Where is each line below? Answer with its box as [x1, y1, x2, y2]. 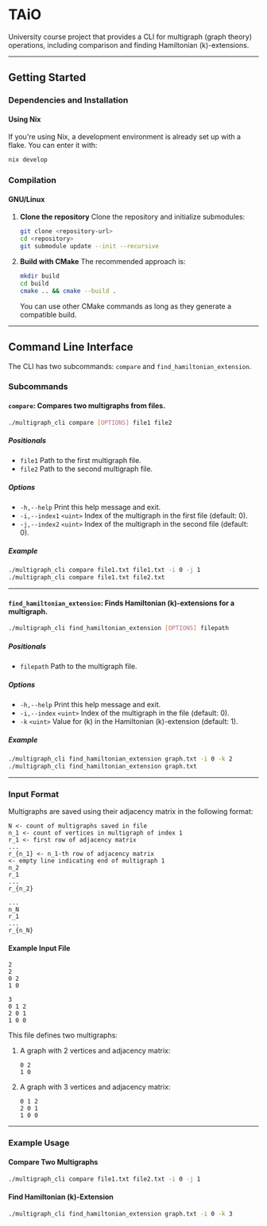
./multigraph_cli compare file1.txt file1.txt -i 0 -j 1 [8, 566, 201, 574]
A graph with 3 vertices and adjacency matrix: [19, 1082, 171, 1092]
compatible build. [19, 309, 77, 319]
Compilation [8, 175, 57, 186]
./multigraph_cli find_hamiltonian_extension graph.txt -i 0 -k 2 [8, 755, 233, 763]
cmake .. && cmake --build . [19, 286, 117, 295]
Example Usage [8, 1138, 70, 1149]
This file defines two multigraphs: [8, 1030, 118, 1040]
